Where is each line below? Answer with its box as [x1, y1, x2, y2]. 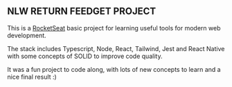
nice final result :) [7, 72, 57, 81]
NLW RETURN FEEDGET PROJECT [7, 6, 157, 17]
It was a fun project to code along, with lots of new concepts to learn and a [7, 65, 221, 73]
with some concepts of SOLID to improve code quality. [7, 52, 163, 60]
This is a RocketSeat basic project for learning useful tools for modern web [7, 23, 221, 32]
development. [7, 31, 46, 39]
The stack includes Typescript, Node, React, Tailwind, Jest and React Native [7, 44, 225, 52]
